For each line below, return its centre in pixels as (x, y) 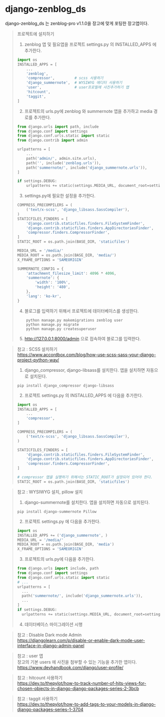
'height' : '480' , (53, 287)
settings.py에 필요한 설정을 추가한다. (60, 196)
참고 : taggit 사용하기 (37, 698)
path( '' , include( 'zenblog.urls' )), (64, 163)
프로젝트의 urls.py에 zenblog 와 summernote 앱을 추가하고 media (88, 111)
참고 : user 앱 (30, 656)
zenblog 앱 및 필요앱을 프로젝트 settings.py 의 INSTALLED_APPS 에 (90, 44)
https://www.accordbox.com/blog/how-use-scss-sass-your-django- (86, 355)
